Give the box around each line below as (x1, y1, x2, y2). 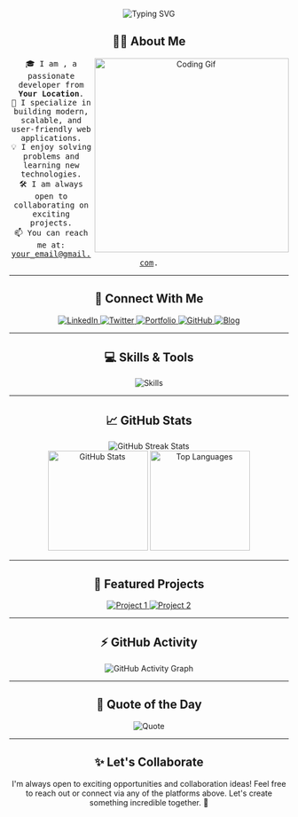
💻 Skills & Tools (104, 350, 194, 365)
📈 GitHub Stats (106, 412, 192, 428)
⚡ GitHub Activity (100, 635, 198, 650)
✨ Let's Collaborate (94, 755, 204, 770)
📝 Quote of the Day (96, 697, 202, 712)
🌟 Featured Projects (93, 577, 205, 592)
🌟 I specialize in (11, 98, 91, 107)
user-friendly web (11, 124, 91, 134)
